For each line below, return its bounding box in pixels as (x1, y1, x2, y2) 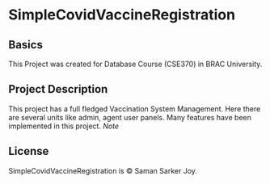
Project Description (8, 82, 108, 96)
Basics (8, 38, 43, 52)
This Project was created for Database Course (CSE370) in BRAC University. (8, 59, 263, 69)
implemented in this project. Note (8, 121, 120, 131)
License (8, 144, 49, 158)
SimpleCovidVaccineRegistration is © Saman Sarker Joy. (8, 165, 198, 175)
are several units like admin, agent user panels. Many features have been (8, 112, 252, 122)
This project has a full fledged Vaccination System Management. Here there (8, 103, 261, 114)
